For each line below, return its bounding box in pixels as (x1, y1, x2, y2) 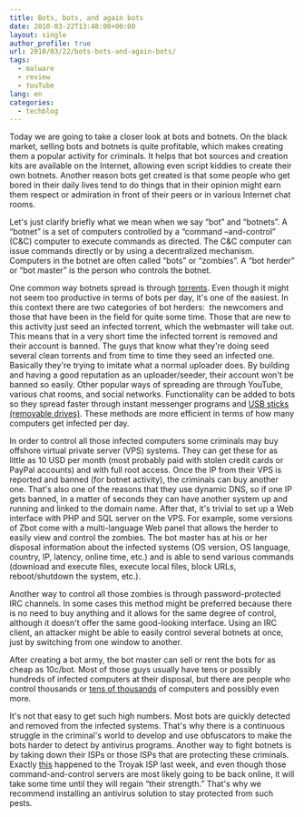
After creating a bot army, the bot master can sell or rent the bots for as (9, 654, 277, 665)
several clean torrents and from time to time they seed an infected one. (9, 350, 275, 361)
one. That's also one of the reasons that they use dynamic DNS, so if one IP (9, 484, 292, 495)
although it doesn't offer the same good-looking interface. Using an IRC (9, 618, 278, 629)
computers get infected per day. (9, 418, 130, 429)
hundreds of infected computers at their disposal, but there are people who (9, 674, 291, 685)
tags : (9, 55, 30, 65)
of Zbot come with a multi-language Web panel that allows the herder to (9, 522, 279, 533)
